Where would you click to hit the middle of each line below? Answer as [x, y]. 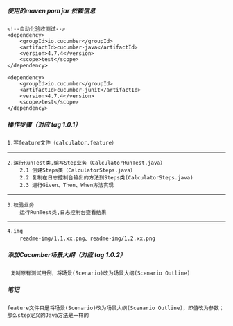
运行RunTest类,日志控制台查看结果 [63, 212]
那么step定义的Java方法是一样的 [48, 315]
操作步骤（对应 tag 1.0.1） [44, 124]
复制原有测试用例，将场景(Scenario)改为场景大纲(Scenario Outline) [100, 273]
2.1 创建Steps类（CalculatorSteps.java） [78, 170]
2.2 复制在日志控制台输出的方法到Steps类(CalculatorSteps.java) [106, 177]
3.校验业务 [21, 205]
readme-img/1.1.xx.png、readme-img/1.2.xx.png [88, 238]
